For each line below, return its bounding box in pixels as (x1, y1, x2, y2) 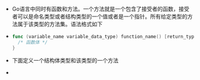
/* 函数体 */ (18, 39, 48, 45)
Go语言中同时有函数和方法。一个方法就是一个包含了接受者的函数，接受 (12, 5, 190, 12)
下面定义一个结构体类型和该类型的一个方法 (12, 56, 119, 64)
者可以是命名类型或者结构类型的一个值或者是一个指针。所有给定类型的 (12, 13, 188, 20)
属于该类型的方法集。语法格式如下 (17, 21, 103, 27)
